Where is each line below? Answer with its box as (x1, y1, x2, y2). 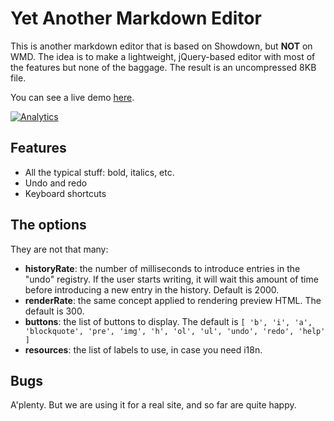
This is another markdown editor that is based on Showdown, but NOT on (10, 40, 313, 52)
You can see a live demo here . (10, 91, 135, 103)
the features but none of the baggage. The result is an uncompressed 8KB (10, 61, 317, 73)
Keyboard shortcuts (24, 187, 107, 199)
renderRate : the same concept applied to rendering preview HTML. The (24, 294, 322, 306)
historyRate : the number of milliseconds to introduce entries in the (24, 262, 301, 274)
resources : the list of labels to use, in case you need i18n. (24, 343, 263, 356)
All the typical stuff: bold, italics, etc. (24, 166, 175, 178)
